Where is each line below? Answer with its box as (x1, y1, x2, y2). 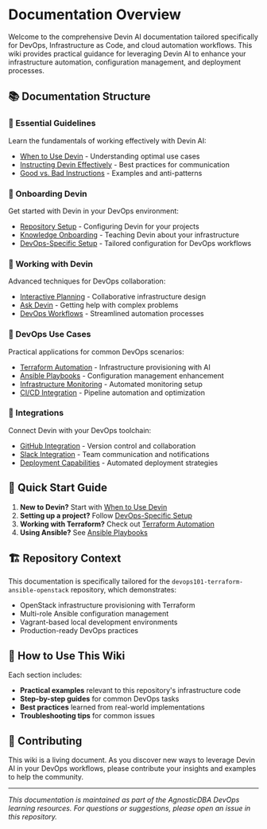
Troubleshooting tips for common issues (19, 711, 155, 721)
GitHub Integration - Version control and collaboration (19, 440, 196, 451)
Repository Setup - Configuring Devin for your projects (19, 221, 200, 231)
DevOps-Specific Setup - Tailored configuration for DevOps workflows (19, 238, 252, 248)
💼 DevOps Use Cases (8, 329, 91, 340)
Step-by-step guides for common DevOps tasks (19, 694, 180, 704)
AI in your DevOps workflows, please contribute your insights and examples (8, 764, 257, 773)
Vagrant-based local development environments (19, 617, 178, 627)
